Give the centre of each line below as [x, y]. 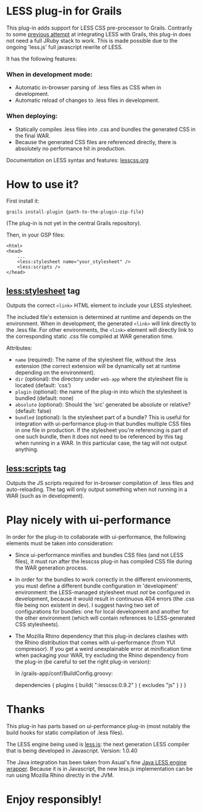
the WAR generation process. [52, 568]
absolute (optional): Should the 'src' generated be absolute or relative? [103, 405]
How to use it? [43, 184]
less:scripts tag [36, 468]
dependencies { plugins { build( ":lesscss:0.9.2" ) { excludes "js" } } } [101, 685]
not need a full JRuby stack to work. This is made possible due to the [92, 40]
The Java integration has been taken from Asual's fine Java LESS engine [96, 762]
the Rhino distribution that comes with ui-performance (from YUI [95, 642]
